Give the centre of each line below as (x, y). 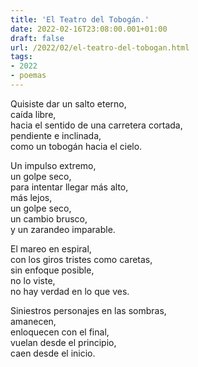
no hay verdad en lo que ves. (70, 291)
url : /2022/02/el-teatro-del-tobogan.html (100, 47)
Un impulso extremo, (53, 165)
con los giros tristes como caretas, (81, 259)
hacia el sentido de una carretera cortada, (96, 125)
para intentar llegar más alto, (69, 187)
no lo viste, (33, 280)
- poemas (28, 76)
